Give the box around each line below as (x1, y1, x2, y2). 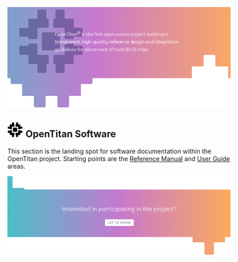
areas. (7, 162, 26, 170)
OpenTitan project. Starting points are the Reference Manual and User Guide (7, 154, 230, 162)
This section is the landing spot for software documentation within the (7, 147, 212, 155)
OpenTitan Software (25, 128, 117, 141)
